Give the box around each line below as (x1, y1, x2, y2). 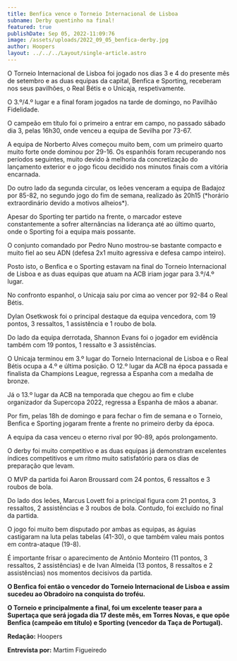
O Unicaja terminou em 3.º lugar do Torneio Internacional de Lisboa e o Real (7, 354, 229, 363)
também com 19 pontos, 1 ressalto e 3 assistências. (7, 340, 157, 349)
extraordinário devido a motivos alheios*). (7, 198, 129, 207)
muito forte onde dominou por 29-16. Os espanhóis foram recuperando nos (7, 147, 226, 156)
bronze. (7, 377, 30, 385)
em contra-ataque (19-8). (7, 540, 81, 548)
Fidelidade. (7, 105, 40, 114)
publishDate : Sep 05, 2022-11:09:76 (7, 30, 115, 37)
